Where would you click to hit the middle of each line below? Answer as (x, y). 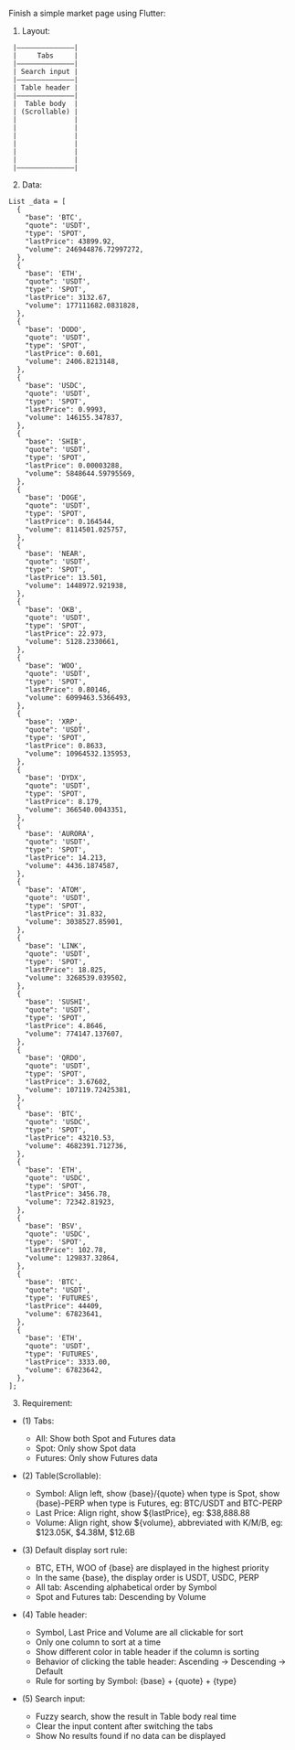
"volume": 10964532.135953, (78, 754)
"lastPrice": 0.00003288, (74, 466)
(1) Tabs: (38, 1421)
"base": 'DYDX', (56, 778)
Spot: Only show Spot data (85, 1448)
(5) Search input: (53, 1699)
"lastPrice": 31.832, (66, 914)
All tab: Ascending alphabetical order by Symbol (126, 1587)
